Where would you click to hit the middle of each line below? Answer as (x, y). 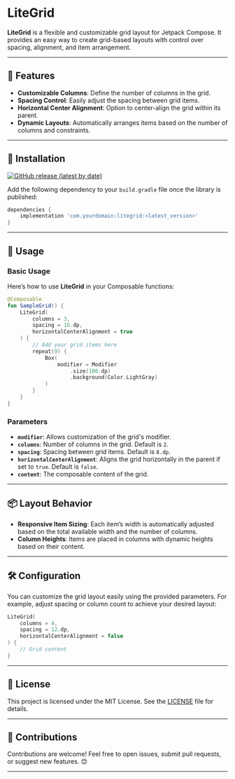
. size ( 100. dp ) (90, 371)
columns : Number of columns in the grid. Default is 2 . (93, 444)
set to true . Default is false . (58, 467)
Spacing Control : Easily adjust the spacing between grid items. (108, 100)
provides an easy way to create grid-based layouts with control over (106, 39)
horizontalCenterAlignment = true (83, 332)
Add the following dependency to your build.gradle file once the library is (114, 189)
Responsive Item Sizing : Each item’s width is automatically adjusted (116, 524)
